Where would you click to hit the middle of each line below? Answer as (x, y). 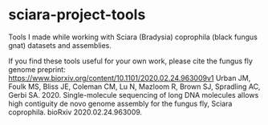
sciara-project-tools (77, 15)
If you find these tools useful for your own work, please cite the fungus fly (130, 61)
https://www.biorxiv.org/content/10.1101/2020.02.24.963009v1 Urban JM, (130, 78)
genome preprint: (37, 69)
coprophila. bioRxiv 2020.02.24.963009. (75, 112)
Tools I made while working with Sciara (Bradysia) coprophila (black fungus (133, 37)
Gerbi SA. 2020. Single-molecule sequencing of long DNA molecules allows (134, 95)
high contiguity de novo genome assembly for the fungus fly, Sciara (120, 103)
